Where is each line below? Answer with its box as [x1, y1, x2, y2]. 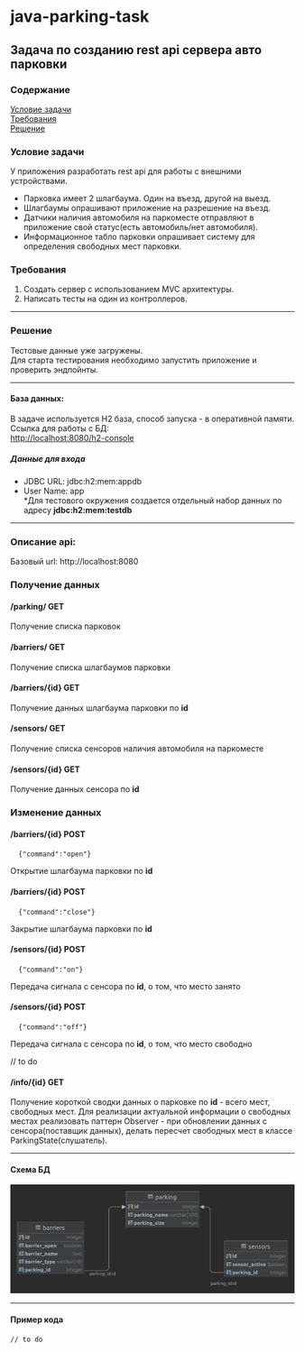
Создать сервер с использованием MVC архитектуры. [23, 284, 235, 295]
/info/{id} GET [10, 1076, 64, 1088]
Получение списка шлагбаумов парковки [10, 661, 170, 673]
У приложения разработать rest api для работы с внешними [10, 166, 242, 177]
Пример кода [10, 1314, 64, 1325]
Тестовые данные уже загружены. [10, 345, 143, 355]
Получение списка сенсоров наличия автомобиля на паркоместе [10, 742, 264, 754]
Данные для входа [10, 453, 86, 464]
